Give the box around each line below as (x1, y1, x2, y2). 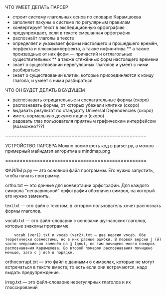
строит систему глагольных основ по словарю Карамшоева (12, 14, 141, 19)
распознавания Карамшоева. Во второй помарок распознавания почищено (5, 246, 153, 251)
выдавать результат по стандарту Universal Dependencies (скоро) (12, 107, 154, 113)
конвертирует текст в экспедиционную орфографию (12, 24, 125, 30)
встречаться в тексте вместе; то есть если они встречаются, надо (5, 264, 148, 270)
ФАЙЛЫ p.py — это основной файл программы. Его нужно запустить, (5, 167, 155, 173)
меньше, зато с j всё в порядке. (5, 250, 75, 255)
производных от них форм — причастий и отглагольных (12, 51, 133, 57)
